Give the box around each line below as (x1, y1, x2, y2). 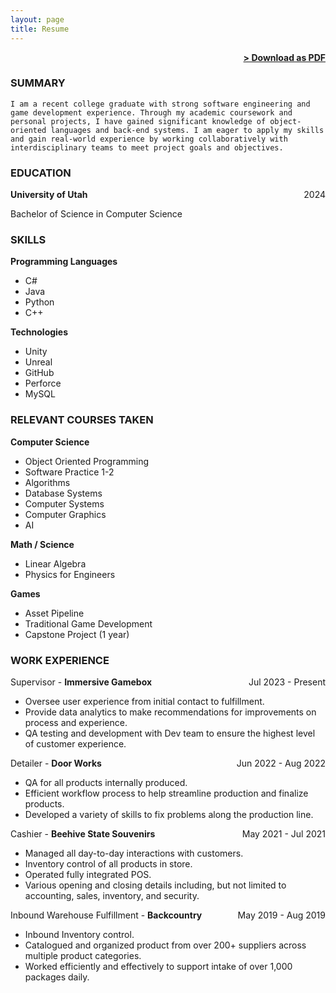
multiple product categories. (24, 949, 142, 961)
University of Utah (10, 189, 88, 201)
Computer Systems (24, 497, 105, 510)
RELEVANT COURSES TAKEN (10, 413, 154, 427)
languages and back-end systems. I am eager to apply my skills (50, 125, 325, 135)
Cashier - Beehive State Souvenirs (10, 827, 156, 840)
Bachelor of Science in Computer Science (10, 208, 183, 220)
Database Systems (24, 487, 103, 499)
